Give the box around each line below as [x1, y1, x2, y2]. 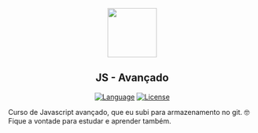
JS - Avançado [95, 71, 169, 85]
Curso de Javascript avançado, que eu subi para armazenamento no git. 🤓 [8, 107, 250, 116]
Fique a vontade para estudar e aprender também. [8, 116, 171, 125]
